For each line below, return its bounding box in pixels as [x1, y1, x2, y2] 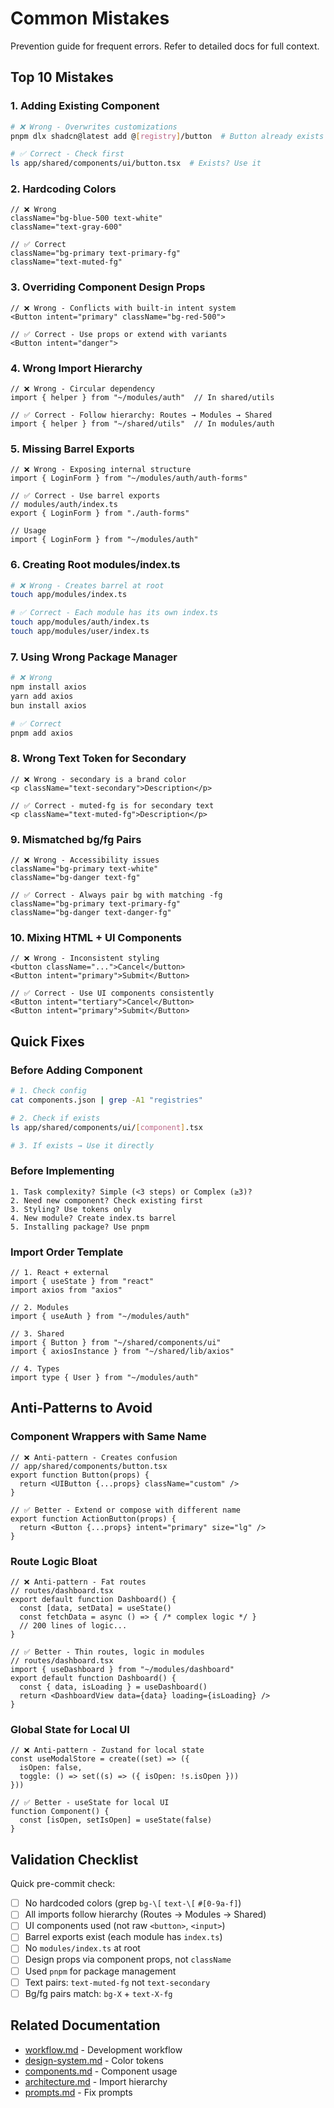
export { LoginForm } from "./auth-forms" [10, 508, 190, 519]
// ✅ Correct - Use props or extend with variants [10, 329, 228, 339]
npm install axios [10, 682, 87, 692]
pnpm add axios [10, 728, 74, 738]
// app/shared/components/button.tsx [10, 1461, 168, 1471]
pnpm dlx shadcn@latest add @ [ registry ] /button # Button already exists [10, 131, 325, 141]
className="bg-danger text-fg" [10, 873, 141, 883]
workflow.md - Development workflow [24, 2043, 183, 2056]
